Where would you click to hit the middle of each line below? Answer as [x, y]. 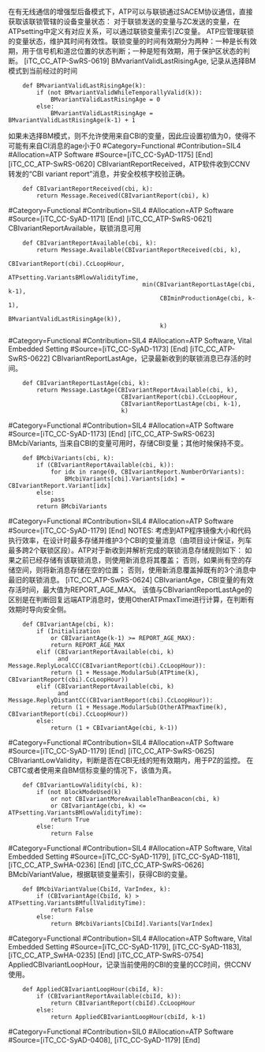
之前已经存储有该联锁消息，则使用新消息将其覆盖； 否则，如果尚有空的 [130, 560]
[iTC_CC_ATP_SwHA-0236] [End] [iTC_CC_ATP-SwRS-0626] [106, 865]
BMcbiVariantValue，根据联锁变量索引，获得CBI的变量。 [100, 874]
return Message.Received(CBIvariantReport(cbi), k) [123, 196]
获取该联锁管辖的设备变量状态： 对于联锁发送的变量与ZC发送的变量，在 [124, 21]
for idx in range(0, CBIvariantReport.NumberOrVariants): [147, 472]
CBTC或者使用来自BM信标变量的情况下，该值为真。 [92, 770]
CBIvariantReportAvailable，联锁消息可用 [75, 228]
